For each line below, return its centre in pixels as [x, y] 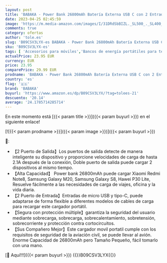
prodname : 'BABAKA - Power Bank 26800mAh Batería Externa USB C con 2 [80, 75]
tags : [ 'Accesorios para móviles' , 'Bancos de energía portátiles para [81, 51]
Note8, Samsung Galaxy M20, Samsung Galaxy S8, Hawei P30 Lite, [81, 179]
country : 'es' [20, 79]
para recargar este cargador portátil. [50, 207]
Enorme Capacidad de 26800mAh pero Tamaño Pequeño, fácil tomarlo [85, 240]
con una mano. [28, 246]
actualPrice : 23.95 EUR [30, 56]
